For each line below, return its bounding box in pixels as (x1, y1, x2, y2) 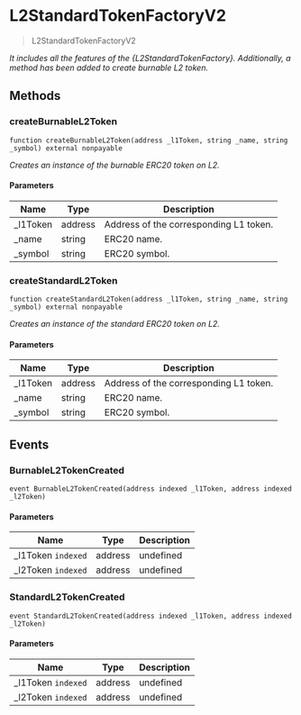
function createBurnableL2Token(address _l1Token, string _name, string (9, 136, 288, 145)
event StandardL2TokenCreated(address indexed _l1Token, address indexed (9, 611, 293, 620)
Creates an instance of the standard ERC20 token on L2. (9, 319, 221, 330)
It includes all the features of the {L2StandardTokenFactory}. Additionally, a (9, 52, 291, 63)
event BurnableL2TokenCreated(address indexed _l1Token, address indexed (9, 484, 293, 493)
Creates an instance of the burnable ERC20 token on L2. (9, 159, 221, 170)
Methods (9, 88, 61, 104)
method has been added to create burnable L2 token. (9, 62, 209, 73)
